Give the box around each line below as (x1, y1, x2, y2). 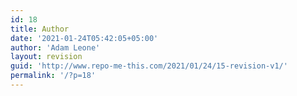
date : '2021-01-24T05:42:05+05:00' (10, 33, 159, 43)
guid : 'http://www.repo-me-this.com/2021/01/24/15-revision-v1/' (10, 61, 288, 71)
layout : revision (10, 52, 83, 62)
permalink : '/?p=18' (10, 71, 97, 81)
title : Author (10, 24, 70, 34)
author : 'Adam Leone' (10, 42, 101, 53)
